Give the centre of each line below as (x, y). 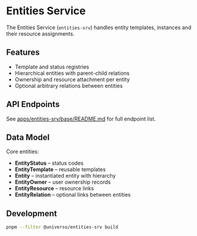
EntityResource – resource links (54, 188)
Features (23, 53)
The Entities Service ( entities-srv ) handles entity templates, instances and (99, 27)
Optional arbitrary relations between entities (69, 86)
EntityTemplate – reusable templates (60, 169)
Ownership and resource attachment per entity (72, 79)
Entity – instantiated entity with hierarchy (65, 176)
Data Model (28, 137)
